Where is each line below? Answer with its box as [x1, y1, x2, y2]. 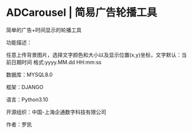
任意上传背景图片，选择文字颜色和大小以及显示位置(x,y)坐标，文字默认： [6, 51, 182, 58]
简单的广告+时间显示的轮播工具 [6, 26, 82, 33]
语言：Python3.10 [6, 96, 49, 103]
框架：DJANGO [6, 83, 44, 90]
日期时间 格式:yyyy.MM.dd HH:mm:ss [11, 59, 102, 66]
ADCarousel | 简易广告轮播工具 [6, 6, 157, 19]
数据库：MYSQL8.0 [6, 71, 53, 78]
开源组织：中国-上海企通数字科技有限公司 [6, 108, 107, 115]
